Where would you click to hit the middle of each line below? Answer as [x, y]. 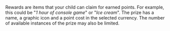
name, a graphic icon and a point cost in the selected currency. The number [85, 18]
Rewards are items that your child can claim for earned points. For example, [85, 7]
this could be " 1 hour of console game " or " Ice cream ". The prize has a [80, 12]
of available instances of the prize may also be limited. [63, 23]
